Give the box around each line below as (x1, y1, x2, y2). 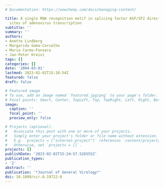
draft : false (5, 80, 32, 84)
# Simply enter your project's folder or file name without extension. (5, 133, 159, 138)
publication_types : (5, 156, 45, 161)
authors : (5, 34, 23, 39)
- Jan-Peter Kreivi (5, 52, 45, 57)
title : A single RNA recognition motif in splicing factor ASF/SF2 (5, 16, 145, 21)
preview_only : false (9, 116, 51, 121)
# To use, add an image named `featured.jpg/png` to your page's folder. (5, 93, 159, 98)
